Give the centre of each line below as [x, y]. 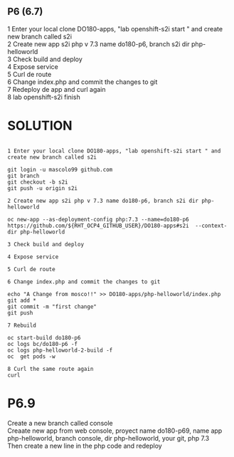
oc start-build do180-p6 [44, 337]
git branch [23, 176]
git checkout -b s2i [38, 182]
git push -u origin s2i [43, 188]
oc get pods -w [31, 356]
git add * [22, 300]
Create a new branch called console [60, 423]
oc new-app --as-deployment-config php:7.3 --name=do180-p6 [99, 219]
